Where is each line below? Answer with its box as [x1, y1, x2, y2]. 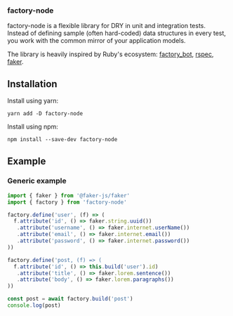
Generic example [7, 176, 67, 186]
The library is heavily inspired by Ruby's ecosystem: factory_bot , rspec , [7, 50, 214, 58]
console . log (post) [7, 302, 61, 309]
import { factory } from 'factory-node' [7, 199, 128, 206]
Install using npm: [7, 122, 58, 131]
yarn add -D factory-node [7, 110, 83, 117]
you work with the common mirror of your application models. [7, 37, 186, 45]
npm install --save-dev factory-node [7, 136, 118, 143]
